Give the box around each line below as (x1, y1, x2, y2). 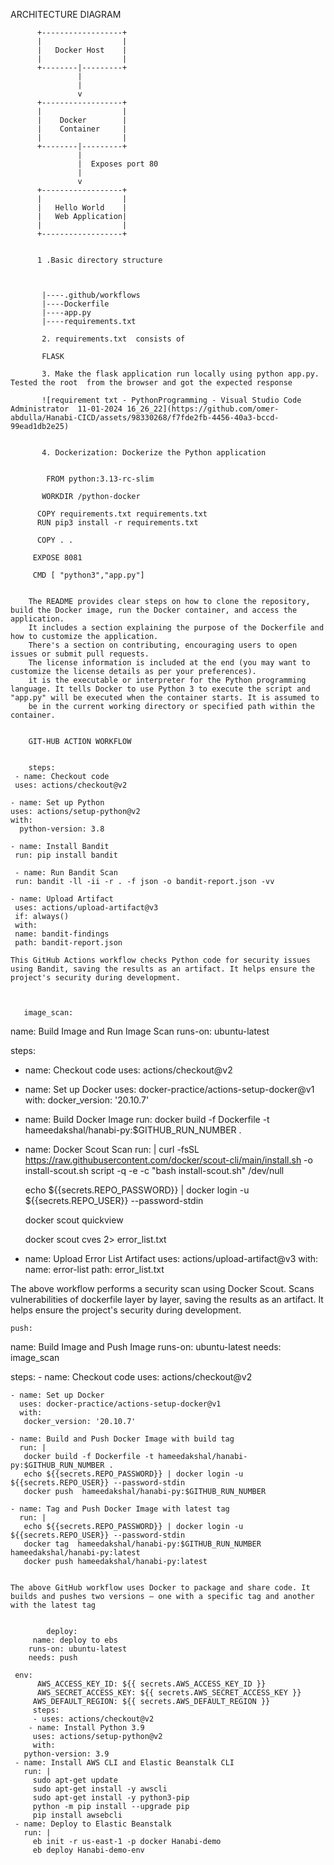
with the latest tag (10, 1600, 97, 1610)
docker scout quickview (24, 1214, 124, 1226)
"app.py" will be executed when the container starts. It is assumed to (10, 693, 320, 703)
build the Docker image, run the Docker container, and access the (10, 605, 298, 615)
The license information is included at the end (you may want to (28, 658, 311, 668)
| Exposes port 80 (77, 159, 159, 169)
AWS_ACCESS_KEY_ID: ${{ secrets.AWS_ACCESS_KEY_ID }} (36, 1679, 267, 1689)
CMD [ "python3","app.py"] (32, 570, 145, 580)
